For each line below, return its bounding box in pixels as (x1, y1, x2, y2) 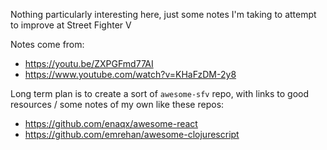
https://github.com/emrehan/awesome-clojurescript (24, 129, 240, 140)
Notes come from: (10, 39, 85, 50)
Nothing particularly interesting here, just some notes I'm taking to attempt (10, 9, 317, 20)
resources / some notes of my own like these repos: (10, 99, 225, 110)
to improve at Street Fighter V (10, 19, 132, 31)
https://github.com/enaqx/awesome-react (24, 118, 198, 129)
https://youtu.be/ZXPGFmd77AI (24, 58, 154, 69)
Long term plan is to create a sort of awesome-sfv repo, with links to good (10, 88, 310, 99)
